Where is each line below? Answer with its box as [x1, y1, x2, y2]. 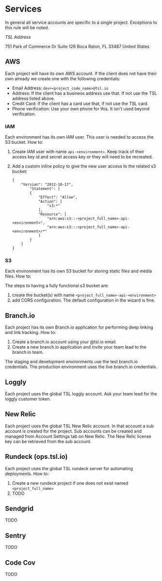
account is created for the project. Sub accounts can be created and [5, 428, 142, 434]
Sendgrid [5, 504, 34, 512]
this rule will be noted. [5, 24, 49, 30]
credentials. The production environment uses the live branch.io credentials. [5, 364, 158, 370]
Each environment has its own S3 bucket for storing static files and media [5, 268, 152, 274]
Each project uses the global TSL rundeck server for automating [5, 465, 133, 471]
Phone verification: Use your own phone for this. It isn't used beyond [12, 106, 150, 111]
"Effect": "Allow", [38, 195, 78, 200]
